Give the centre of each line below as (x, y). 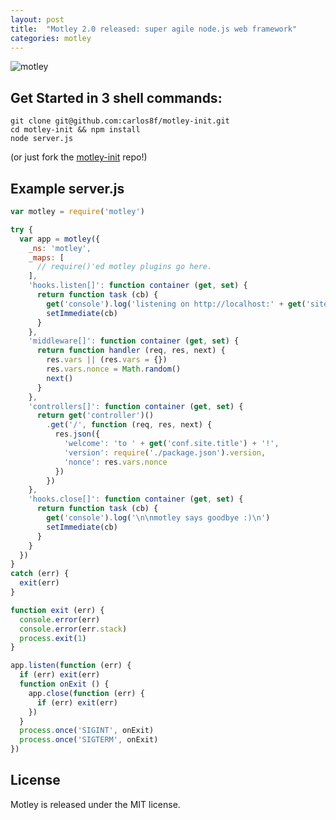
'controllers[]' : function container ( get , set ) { (136, 406)
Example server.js (67, 188)
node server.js (42, 139)
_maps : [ (46, 257)
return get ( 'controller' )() (95, 416)
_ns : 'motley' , (60, 248)
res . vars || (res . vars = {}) (107, 360)
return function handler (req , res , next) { (131, 351)
